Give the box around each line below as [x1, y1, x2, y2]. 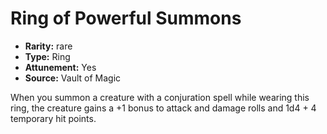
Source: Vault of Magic [24, 72, 122, 84]
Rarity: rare [24, 40, 73, 52]
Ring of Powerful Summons [10, 7, 242, 30]
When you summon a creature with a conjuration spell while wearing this [10, 91, 310, 103]
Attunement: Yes [24, 61, 97, 73]
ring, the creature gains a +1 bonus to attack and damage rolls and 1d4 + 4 [10, 102, 317, 114]
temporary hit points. [10, 112, 97, 124]
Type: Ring [24, 50, 71, 62]
